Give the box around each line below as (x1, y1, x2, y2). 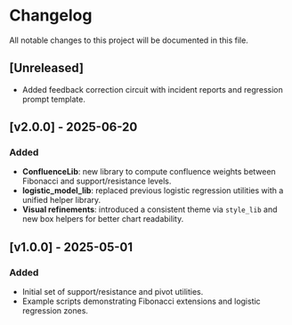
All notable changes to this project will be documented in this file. (9, 35, 249, 45)
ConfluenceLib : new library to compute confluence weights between (21, 167, 276, 177)
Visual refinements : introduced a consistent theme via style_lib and (21, 204, 278, 215)
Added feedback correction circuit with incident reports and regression (21, 84, 283, 94)
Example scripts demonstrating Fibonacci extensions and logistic (21, 296, 261, 307)
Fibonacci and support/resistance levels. (21, 175, 172, 187)
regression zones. (21, 305, 89, 316)
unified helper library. (21, 195, 101, 206)
